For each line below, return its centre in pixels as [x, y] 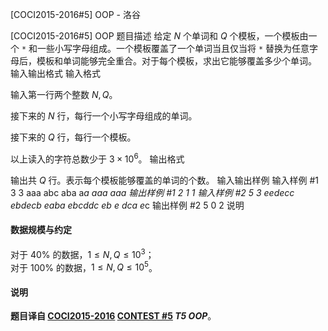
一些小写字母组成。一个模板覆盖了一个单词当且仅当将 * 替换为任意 [173, 48]
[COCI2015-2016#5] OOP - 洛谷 [75, 14]
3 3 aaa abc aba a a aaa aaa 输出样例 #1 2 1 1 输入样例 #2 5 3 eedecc [152, 192]
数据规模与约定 [41, 230]
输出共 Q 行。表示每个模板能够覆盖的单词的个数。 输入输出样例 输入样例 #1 [164, 180]
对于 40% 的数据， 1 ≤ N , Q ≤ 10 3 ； [82, 253]
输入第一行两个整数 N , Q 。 [64, 94]
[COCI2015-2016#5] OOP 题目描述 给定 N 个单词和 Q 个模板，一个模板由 [159, 36]
